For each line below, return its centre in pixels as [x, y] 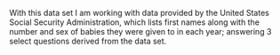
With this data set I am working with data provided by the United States [139, 13]
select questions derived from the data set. [88, 41]
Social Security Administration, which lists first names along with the [135, 22]
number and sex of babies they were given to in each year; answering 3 [140, 31]
